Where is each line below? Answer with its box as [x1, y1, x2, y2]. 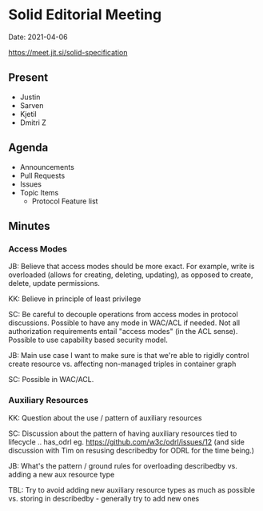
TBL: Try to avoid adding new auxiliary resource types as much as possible [8, 485, 256, 494]
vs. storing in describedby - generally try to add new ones [8, 493, 200, 503]
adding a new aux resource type [8, 469, 115, 479]
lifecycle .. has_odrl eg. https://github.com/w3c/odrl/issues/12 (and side [8, 437, 245, 446]
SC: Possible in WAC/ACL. [8, 375, 94, 384]
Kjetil [19, 109, 38, 119]
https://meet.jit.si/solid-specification [8, 47, 128, 57]
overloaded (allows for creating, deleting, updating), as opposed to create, [8, 270, 253, 280]
